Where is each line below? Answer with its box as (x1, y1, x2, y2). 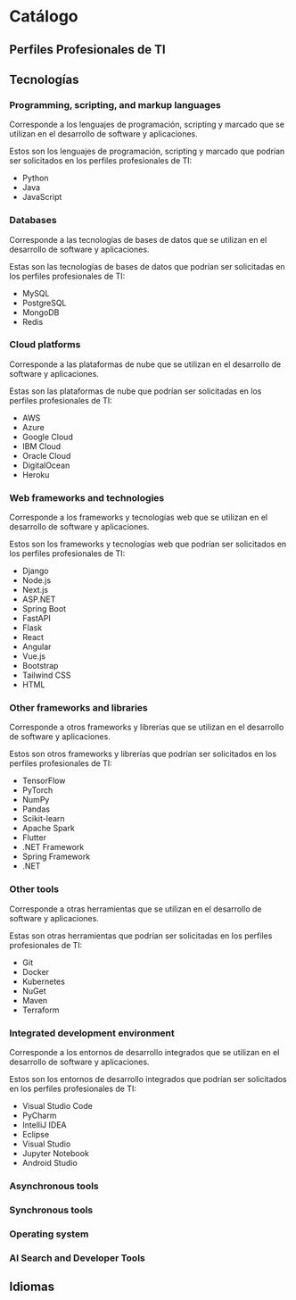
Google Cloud (21, 431, 73, 442)
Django (21, 565, 49, 577)
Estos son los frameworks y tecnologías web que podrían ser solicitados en (9, 538, 287, 550)
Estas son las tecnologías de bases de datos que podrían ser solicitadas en (9, 261, 285, 271)
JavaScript (21, 192, 62, 203)
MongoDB (21, 306, 60, 318)
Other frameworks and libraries (9, 702, 149, 714)
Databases (9, 214, 57, 227)
